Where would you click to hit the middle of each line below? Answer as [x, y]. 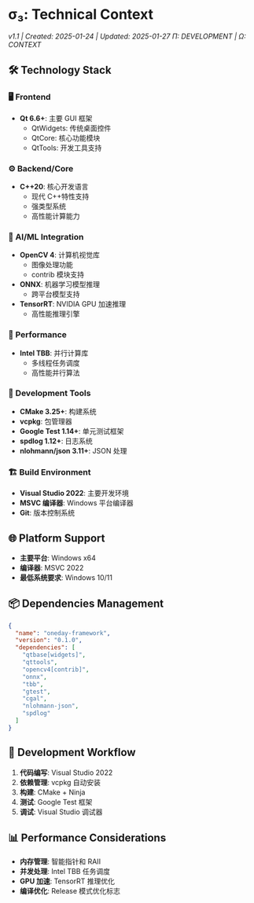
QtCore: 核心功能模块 [66, 138]
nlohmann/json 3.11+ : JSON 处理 [73, 450]
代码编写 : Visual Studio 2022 [66, 773]
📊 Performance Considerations [87, 838]
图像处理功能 [52, 265]
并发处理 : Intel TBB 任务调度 [65, 872]
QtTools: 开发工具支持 [66, 148]
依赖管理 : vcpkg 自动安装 [60, 782]
